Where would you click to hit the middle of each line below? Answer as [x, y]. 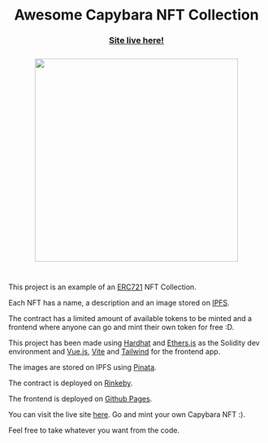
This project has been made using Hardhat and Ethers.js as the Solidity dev [134, 343]
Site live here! [136, 41]
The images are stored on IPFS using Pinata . [82, 367]
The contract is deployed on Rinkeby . [71, 383]
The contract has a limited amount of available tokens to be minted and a [130, 319]
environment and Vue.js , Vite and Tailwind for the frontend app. [115, 352]
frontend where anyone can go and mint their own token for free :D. [121, 328]
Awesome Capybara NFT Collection [136, 15]
